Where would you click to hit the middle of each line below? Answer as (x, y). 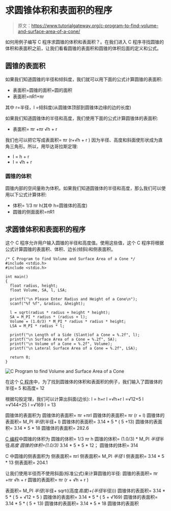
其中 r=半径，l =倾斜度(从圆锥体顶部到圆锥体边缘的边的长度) (68, 107)
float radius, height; (34, 286)
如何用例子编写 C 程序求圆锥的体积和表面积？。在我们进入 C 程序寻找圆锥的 (85, 42)
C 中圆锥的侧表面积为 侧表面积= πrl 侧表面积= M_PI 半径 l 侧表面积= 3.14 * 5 (85, 456)
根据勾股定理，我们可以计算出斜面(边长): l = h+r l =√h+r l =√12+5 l (75, 399)
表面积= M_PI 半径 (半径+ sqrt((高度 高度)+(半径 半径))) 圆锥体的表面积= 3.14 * (85, 491)
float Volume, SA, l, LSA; (38, 290)
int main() (17, 276)
